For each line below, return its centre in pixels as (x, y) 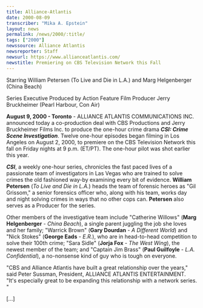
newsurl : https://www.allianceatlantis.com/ (63, 57)
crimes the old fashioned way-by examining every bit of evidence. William (99, 179)
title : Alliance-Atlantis (39, 12)
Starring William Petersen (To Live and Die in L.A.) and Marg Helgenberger (99, 80)
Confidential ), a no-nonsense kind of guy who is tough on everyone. (92, 256)
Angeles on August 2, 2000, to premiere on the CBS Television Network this (101, 142)
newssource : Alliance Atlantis (46, 46)
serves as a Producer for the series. (51, 205)
